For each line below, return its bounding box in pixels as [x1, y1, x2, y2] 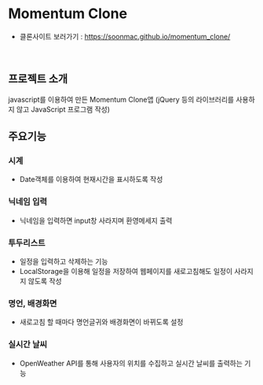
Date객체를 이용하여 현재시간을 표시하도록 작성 [19, 175, 163, 184]
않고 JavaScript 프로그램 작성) [16, 104, 111, 114]
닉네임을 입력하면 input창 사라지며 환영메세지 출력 [19, 216, 173, 225]
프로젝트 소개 [8, 72, 68, 86]
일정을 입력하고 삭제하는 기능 [19, 257, 108, 266]
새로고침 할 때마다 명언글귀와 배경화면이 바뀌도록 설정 [19, 317, 184, 327]
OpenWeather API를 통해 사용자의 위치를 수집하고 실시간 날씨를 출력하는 [19, 358, 243, 368]
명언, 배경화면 [8, 298, 57, 309]
